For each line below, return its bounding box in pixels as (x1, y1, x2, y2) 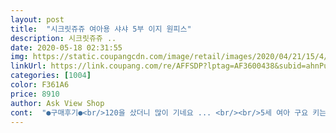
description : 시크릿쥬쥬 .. (10, 33, 117, 43)
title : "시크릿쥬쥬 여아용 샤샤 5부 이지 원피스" (10, 24, 192, 34)
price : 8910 (10, 89, 60, 99)
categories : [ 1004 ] (10, 71, 92, 81)
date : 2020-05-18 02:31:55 (10, 42, 123, 53)
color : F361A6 (10, 80, 70, 90)
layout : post (10, 14, 65, 25)
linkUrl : (10, 61, 47, 71)
